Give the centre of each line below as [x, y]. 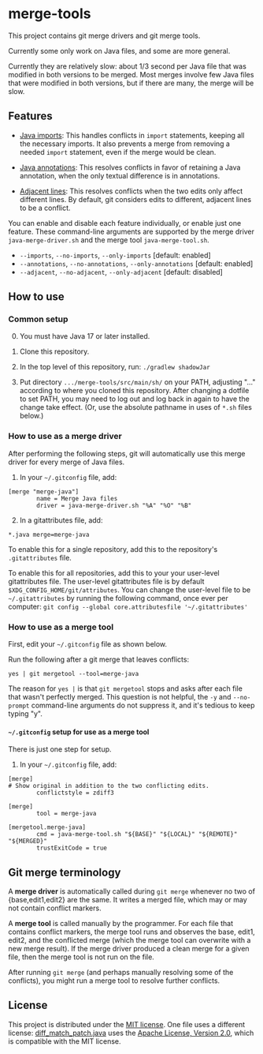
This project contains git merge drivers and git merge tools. [104, 36]
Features [30, 116]
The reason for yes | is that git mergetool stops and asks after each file [125, 688]
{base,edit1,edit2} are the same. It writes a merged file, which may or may [128, 900]
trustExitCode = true [72, 848]
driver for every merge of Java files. [67, 462]
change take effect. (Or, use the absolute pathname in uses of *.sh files [135, 407]
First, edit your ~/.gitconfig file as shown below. [88, 644]
